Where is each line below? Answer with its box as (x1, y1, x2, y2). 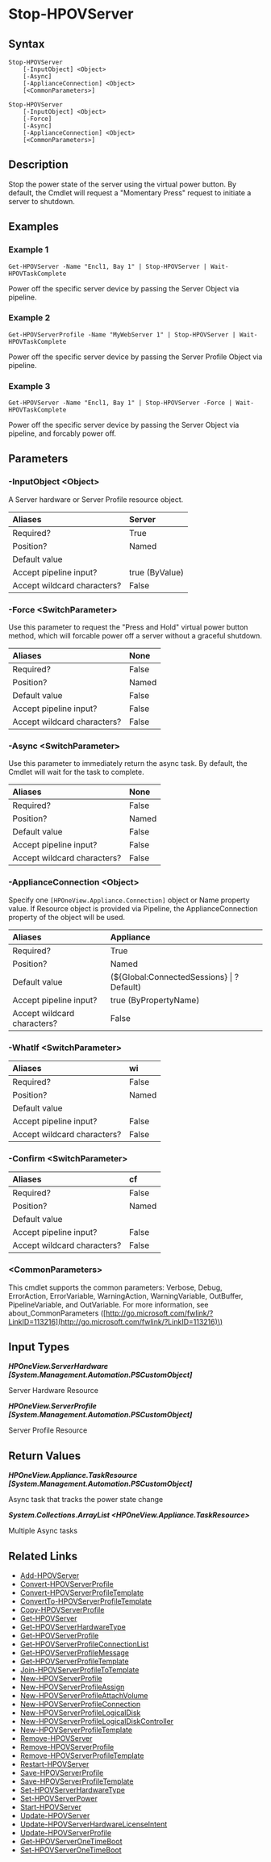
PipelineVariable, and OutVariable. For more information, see (8, 1299, 209, 1309)
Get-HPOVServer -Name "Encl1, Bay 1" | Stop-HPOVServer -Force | (8, 399, 232, 408)
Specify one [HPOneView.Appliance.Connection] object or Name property (8, 895, 250, 905)
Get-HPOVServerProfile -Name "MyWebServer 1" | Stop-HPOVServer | (8, 330, 236, 339)
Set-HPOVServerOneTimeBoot (19, 1845, 123, 1855)
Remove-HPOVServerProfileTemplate (19, 1751, 144, 1760)
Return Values (8, 1449, 81, 1462)
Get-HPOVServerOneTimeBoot (19, 1837, 123, 1846)
